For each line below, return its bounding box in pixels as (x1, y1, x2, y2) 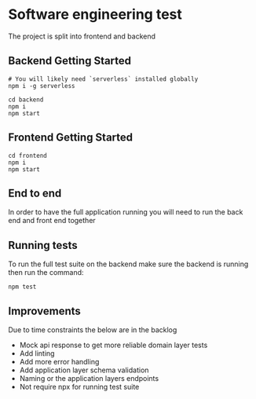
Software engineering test (8, 5, 183, 24)
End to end (8, 186, 62, 199)
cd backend (8, 96, 44, 104)
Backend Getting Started (8, 54, 132, 68)
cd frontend (8, 152, 47, 159)
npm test (8, 283, 37, 291)
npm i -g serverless (8, 82, 76, 90)
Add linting (19, 349, 55, 358)
